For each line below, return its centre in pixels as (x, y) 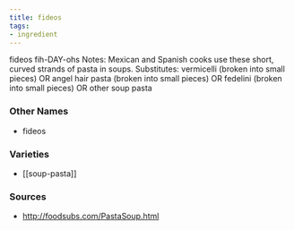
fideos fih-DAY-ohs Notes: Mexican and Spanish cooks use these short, (142, 60)
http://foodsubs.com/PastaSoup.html (91, 217)
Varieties (29, 154)
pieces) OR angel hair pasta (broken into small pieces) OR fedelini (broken (146, 79)
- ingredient (34, 34)
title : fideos (36, 17)
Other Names (39, 111)
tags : (19, 26)
